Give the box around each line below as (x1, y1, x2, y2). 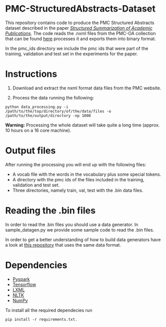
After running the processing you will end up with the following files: (5, 161, 146, 167)
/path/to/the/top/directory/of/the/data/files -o (5, 108, 112, 114)
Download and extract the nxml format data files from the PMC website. (12, 85, 161, 91)
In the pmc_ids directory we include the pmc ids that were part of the (5, 45, 148, 51)
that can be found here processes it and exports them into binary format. (5, 36, 156, 42)
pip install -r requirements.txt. (5, 317, 78, 322)
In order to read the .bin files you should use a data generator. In (5, 222, 138, 228)
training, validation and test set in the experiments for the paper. (5, 51, 138, 57)
